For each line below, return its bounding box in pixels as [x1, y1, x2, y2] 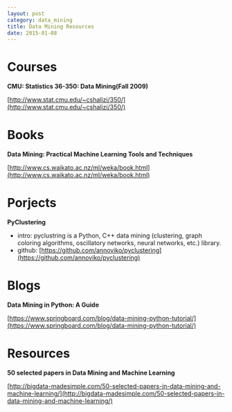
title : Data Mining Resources [7, 23, 95, 30]
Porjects [7, 195, 57, 211]
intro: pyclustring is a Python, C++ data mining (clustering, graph [17, 231, 203, 240]
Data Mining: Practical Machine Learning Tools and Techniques [7, 150, 193, 159]
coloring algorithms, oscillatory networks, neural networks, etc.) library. [17, 239, 222, 247]
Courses [7, 60, 57, 75]
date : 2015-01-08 [7, 29, 57, 37]
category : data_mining [7, 17, 73, 24]
